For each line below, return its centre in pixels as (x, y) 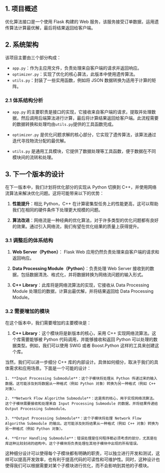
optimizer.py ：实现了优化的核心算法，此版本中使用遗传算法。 (75, 74)
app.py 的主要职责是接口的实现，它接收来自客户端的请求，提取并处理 (82, 111)
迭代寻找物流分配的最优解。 (40, 140)
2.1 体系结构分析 (24, 100)
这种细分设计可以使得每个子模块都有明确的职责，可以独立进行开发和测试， (80, 453)
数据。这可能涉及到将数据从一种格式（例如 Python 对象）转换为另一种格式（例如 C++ (81, 384)
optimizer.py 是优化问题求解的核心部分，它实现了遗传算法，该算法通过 (84, 135)
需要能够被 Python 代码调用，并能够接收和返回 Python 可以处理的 (87, 339)
